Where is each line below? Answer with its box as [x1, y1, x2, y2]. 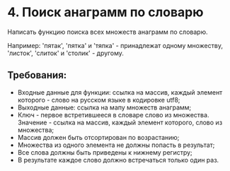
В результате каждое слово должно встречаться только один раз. [17, 155, 219, 164]
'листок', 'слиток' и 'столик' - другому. [7, 49, 124, 57]
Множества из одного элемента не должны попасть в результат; [17, 141, 215, 149]
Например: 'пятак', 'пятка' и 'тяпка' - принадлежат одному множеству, [7, 41, 223, 49]
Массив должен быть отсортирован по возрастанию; [17, 133, 180, 141]
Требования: [7, 69, 67, 81]
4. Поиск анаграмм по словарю [7, 4, 204, 20]
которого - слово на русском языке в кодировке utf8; [17, 95, 180, 104]
